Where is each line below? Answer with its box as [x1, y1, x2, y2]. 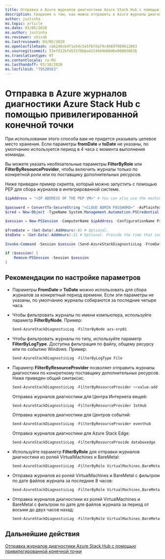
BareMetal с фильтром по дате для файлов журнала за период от [12, 501, 149, 507]
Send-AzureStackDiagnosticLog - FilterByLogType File [12, 355, 123, 360]
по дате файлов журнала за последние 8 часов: [12, 478, 113, 484]
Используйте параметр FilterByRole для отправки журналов [12, 449, 140, 455]
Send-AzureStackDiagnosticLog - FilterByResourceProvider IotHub [12, 403, 147, 408]
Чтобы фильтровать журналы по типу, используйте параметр [12, 336, 142, 342]
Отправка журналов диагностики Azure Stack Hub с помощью [5, 543, 137, 549]
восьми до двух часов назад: [12, 506, 74, 513]
